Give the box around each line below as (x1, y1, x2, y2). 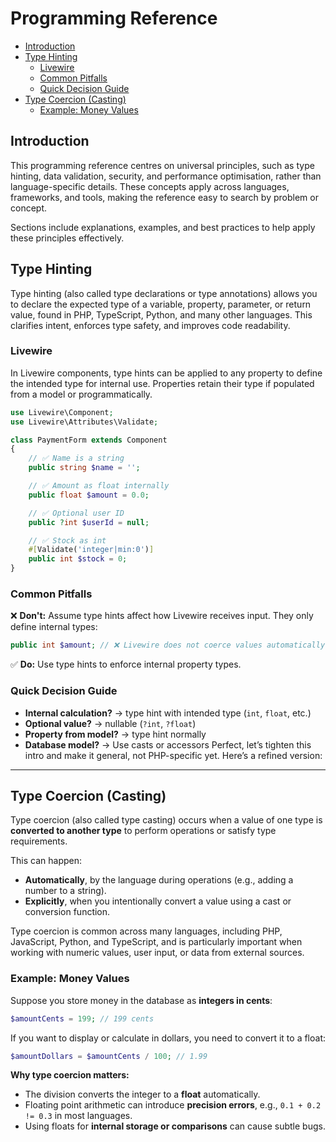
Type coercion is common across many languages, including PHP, (10, 925, 283, 937)
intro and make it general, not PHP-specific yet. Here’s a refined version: (24, 749, 323, 761)
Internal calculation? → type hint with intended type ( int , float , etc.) (24, 707, 312, 719)
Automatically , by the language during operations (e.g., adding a (24, 874, 294, 886)
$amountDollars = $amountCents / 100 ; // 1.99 (10, 1051, 208, 1061)
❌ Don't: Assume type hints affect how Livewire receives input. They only (10, 610, 314, 622)
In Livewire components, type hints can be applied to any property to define (10, 367, 323, 379)
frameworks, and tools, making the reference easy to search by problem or (10, 191, 319, 203)
